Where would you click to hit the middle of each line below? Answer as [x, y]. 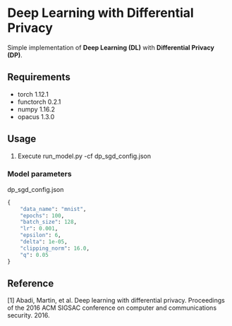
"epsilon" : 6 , [41, 235]
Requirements [39, 77]
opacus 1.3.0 [36, 116]
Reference [31, 283]
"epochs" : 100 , [42, 216]
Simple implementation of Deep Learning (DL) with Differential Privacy [111, 47]
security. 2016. [29, 315]
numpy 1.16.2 [36, 109]
